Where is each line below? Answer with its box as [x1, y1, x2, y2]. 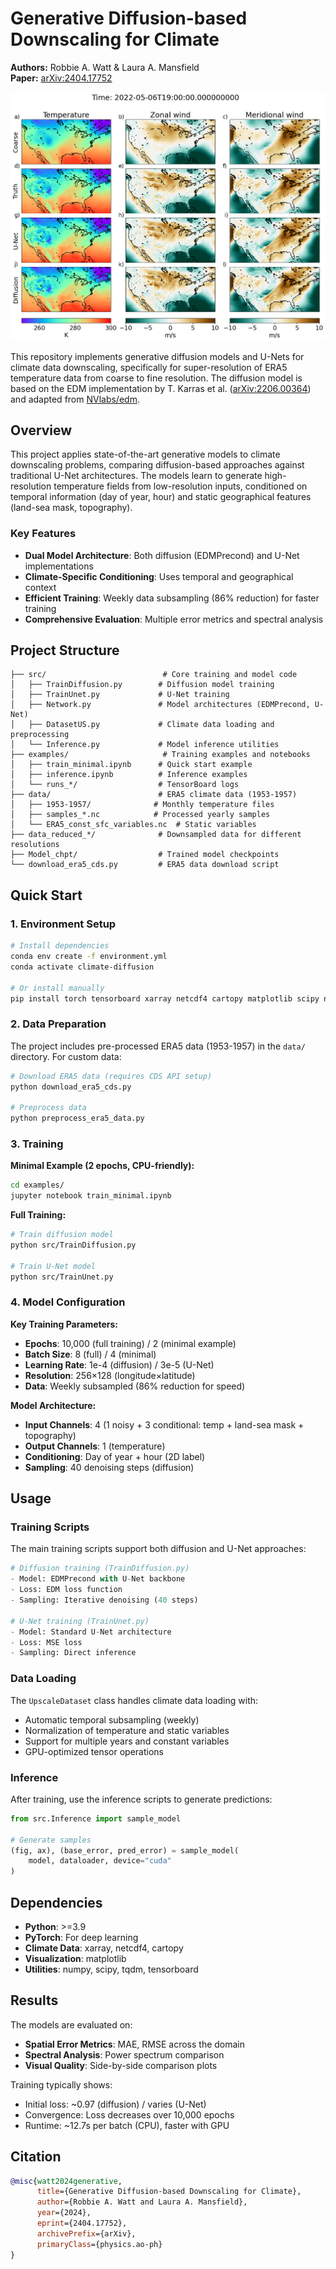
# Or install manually [10, 983, 105, 993]
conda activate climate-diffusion [10, 962, 155, 972]
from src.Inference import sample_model [10, 1813, 182, 1824]
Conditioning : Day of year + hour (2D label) [24, 1450, 206, 1462]
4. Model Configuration [10, 1295, 126, 1309]
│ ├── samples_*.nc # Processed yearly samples [10, 810, 271, 820]
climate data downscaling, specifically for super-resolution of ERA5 [10, 361, 288, 373]
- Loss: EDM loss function [10, 1585, 123, 1595]
